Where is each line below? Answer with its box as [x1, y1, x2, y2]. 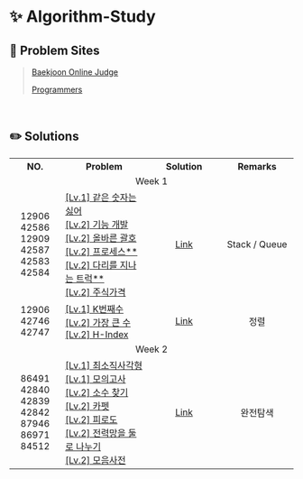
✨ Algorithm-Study [9, 6, 156, 27]
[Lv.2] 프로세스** [64, 245, 138, 258]
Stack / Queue [226, 237, 288, 250]
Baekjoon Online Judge [31, 67, 119, 78]
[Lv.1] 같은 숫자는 [64, 191, 137, 204]
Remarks [237, 160, 277, 172]
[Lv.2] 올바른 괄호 [64, 232, 137, 244]
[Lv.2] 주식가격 [64, 286, 126, 299]
